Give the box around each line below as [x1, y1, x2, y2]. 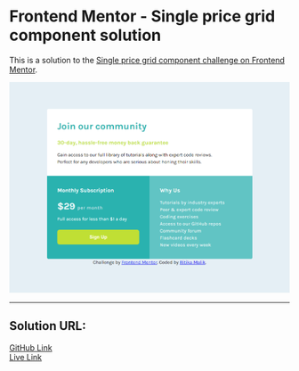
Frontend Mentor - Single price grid [9, 6, 276, 27]
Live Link [9, 351, 43, 362]
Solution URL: [9, 318, 86, 334]
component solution [9, 25, 162, 45]
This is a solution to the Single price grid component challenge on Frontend [9, 54, 285, 65]
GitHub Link [9, 342, 53, 353]
